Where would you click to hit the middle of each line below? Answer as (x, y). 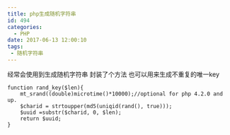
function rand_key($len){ (45, 88)
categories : (25, 27)
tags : (15, 47)
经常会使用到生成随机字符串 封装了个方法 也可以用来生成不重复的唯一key (113, 74)
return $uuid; (41, 118)
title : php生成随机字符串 (42, 14)
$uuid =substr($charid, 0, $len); (71, 112)
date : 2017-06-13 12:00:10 (47, 40)
